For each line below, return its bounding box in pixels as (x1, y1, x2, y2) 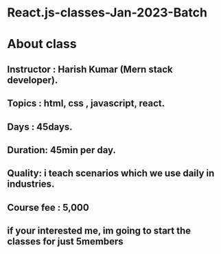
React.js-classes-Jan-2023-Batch (7, 5, 208, 21)
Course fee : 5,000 (7, 201, 89, 213)
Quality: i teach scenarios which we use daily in (7, 168, 215, 179)
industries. (7, 178, 55, 190)
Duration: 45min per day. (7, 144, 117, 156)
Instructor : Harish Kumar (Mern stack (7, 63, 173, 75)
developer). (7, 74, 58, 86)
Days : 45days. (7, 121, 73, 132)
